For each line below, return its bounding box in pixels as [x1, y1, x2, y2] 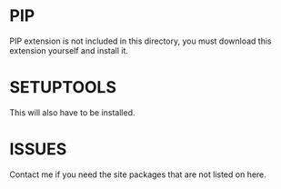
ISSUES [9, 139, 67, 160]
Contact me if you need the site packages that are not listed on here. [9, 169, 266, 180]
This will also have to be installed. [9, 106, 135, 118]
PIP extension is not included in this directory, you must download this [9, 35, 272, 46]
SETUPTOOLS [9, 77, 116, 98]
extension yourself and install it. [9, 45, 129, 55]
